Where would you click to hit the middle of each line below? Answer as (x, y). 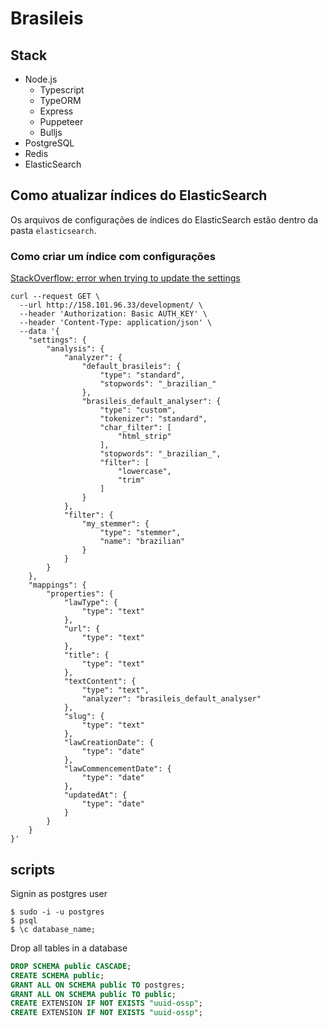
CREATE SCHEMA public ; (57, 975)
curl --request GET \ (55, 297)
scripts (32, 869)
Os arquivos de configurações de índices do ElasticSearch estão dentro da (164, 219)
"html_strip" (144, 437)
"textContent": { (100, 682)
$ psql (24, 920)
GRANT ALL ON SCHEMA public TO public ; (93, 994)
